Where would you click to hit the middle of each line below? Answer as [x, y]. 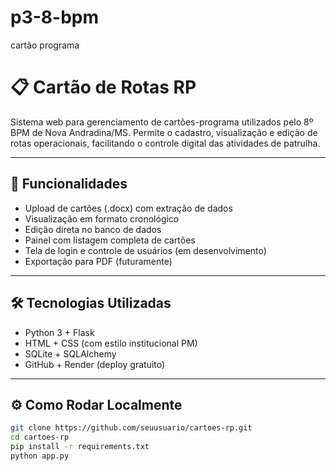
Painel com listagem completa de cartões [110, 240]
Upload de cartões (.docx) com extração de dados [128, 208]
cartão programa [45, 45]
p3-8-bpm [54, 17]
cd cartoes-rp [40, 437]
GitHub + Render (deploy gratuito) [95, 364]
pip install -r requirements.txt [80, 447]
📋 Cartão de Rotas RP [103, 87]
